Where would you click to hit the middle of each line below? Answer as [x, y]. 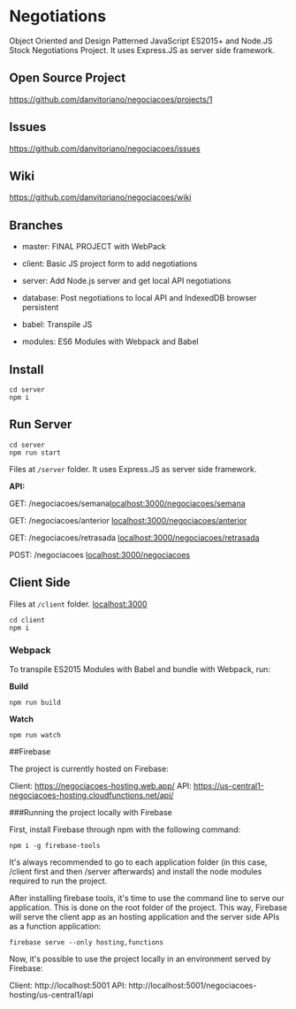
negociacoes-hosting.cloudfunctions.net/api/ [91, 795]
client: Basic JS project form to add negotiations [110, 264]
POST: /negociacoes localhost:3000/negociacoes [100, 554]
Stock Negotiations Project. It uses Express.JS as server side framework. [142, 50]
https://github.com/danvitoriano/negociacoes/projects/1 [111, 99]
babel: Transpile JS [57, 325]
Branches [36, 225]
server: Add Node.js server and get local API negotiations [126, 281]
